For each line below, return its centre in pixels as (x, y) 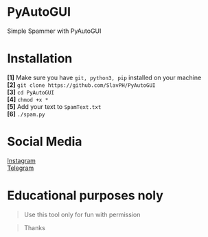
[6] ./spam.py (26, 114)
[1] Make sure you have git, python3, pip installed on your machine (104, 77)
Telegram (21, 168)
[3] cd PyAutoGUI (31, 92)
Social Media (45, 142)
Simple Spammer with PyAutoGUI (54, 31)
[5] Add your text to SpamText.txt (54, 106)
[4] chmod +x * (28, 99)
